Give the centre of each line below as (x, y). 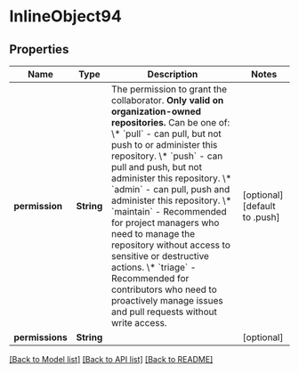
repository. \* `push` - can (167, 156)
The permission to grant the (169, 89)
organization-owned (156, 111)
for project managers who (165, 223)
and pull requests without (164, 312)
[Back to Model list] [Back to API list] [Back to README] (111, 359)
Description (173, 74)
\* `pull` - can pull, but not (166, 134)
